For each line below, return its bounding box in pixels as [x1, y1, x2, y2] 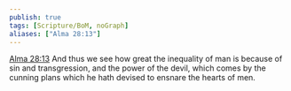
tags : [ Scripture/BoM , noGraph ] [9, 21, 129, 30]
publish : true [9, 12, 62, 22]
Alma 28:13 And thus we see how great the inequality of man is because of [9, 54, 283, 64]
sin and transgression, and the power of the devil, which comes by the [9, 63, 266, 73]
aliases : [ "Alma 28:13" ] [9, 29, 101, 38]
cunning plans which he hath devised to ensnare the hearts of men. [9, 72, 256, 83]
